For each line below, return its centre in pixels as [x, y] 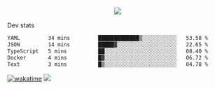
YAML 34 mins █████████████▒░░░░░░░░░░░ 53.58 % [108, 39]
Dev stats [21, 25]
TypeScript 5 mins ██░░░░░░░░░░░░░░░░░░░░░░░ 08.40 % [108, 52]
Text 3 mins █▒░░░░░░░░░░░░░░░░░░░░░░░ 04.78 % [108, 64]
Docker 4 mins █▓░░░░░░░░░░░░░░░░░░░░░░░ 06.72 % [108, 57]
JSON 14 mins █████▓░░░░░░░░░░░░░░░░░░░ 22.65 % [108, 45]
